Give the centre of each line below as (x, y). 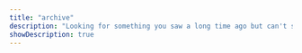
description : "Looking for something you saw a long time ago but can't (148, 26)
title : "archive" (42, 18)
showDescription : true (52, 34)
